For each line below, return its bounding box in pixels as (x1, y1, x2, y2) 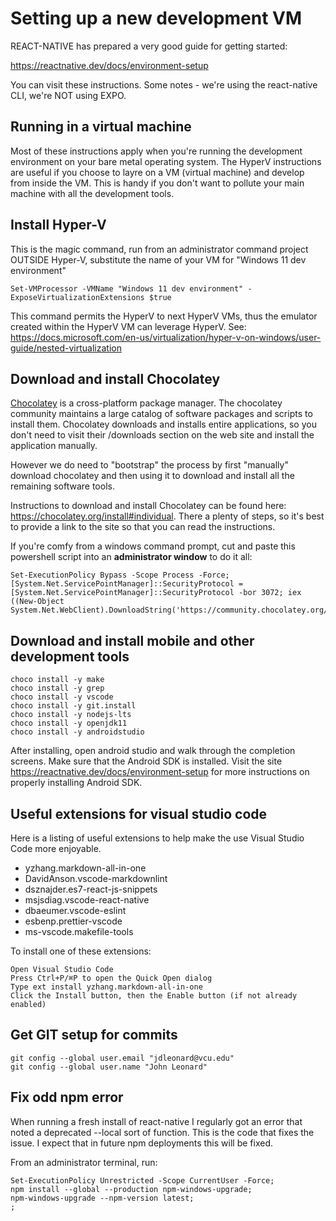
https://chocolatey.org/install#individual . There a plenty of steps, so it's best (10, 510, 325, 522)
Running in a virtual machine (10, 118, 192, 136)
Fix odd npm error (10, 1089, 124, 1106)
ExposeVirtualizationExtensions (10, 292, 145, 302)
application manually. (10, 440, 98, 452)
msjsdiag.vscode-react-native (24, 894, 150, 906)
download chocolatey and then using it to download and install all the (10, 470, 295, 482)
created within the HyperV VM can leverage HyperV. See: (10, 320, 247, 332)
